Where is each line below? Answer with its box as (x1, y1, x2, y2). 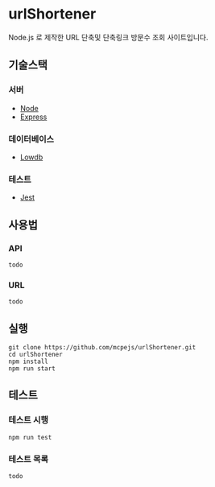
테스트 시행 (8, 415, 49, 426)
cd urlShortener (8, 351, 63, 359)
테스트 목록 (8, 453, 49, 464)
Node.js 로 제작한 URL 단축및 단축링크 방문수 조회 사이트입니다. (8, 32, 209, 42)
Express (19, 112, 48, 122)
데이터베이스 (8, 134, 55, 145)
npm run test (8, 433, 52, 441)
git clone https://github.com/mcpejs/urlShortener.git (8, 344, 196, 352)
